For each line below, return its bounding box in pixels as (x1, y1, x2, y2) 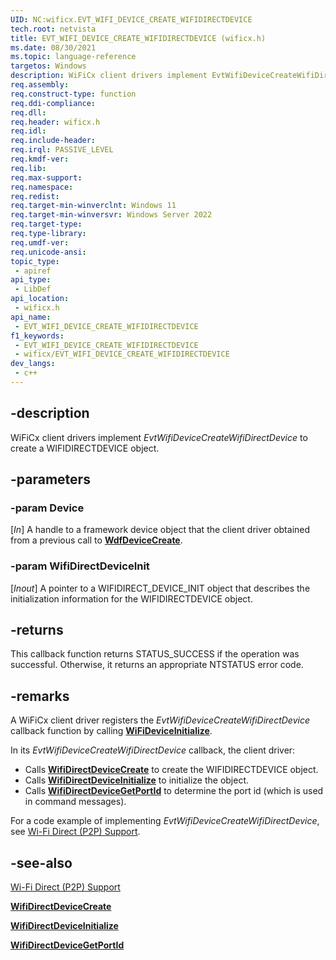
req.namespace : (10, 182, 74, 192)
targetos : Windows (10, 61, 87, 71)
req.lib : (10, 163, 47, 173)
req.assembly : (10, 80, 70, 90)
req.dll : (10, 107, 47, 118)
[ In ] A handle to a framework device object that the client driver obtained (10, 524, 311, 536)
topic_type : (10, 256, 60, 266)
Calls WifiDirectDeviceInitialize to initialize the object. (24, 774, 250, 786)
